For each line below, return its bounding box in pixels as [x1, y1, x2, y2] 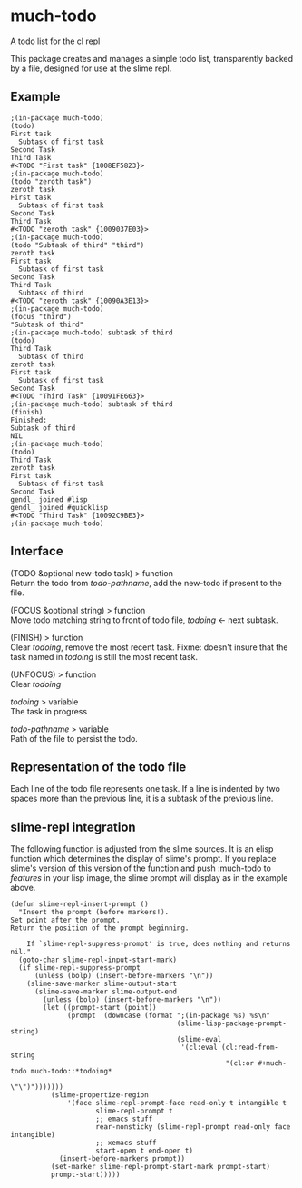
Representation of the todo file [10, 759, 187, 774]
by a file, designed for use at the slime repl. [10, 63, 172, 74]
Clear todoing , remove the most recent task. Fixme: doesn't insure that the [10, 642, 288, 653]
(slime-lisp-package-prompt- [176, 1019, 287, 1028]
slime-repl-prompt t [95, 1106, 173, 1116]
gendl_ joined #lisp [10, 494, 89, 504]
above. [10, 883, 36, 893]
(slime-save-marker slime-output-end [34, 987, 178, 996]
